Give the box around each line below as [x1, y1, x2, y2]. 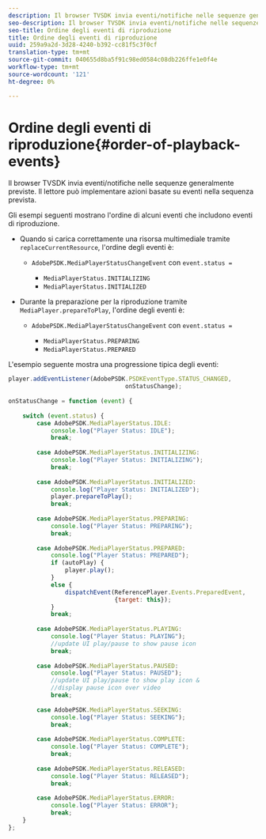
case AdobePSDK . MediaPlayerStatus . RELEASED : [36, 765, 186, 773]
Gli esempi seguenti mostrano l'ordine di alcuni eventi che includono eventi [8, 210, 253, 220]
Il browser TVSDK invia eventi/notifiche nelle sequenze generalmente [8, 179, 234, 188]
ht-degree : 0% [8, 77, 55, 85]
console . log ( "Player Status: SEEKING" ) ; [50, 713, 186, 721]
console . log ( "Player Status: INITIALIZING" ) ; [50, 456, 203, 464]
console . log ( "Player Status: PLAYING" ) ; [50, 633, 186, 641]
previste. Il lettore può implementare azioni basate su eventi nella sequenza [8, 187, 254, 196]
